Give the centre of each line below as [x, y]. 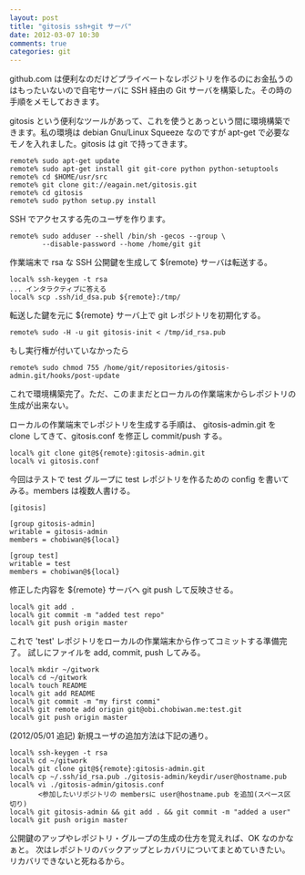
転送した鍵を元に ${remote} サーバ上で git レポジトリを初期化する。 [137, 315]
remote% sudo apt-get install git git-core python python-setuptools [144, 170]
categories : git [40, 52]
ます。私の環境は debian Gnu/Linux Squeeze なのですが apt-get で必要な [153, 132]
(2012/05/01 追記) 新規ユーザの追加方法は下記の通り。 [111, 736]
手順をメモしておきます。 [57, 102]
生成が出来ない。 [41, 406]
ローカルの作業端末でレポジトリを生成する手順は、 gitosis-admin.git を [143, 425]
